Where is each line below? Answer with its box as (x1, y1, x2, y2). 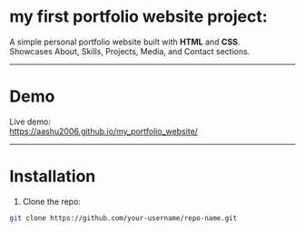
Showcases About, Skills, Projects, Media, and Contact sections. (9, 45, 251, 56)
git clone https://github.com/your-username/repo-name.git (9, 213, 238, 223)
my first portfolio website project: (9, 6, 268, 27)
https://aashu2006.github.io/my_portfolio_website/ (9, 125, 198, 137)
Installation (9, 166, 96, 187)
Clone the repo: (22, 196, 82, 207)
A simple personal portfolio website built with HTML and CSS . (9, 36, 241, 47)
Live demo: (9, 116, 52, 127)
